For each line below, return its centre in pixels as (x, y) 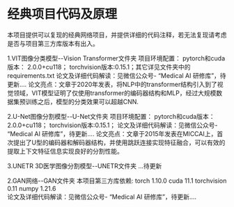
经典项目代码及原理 (62, 14)
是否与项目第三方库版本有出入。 (53, 43)
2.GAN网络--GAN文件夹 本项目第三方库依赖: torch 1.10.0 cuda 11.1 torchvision (117, 181)
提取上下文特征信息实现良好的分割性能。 (65, 151)
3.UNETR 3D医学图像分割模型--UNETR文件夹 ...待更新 (85, 166)
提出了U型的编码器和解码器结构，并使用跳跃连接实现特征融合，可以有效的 (119, 142)
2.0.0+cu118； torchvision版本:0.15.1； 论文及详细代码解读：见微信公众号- (112, 125)
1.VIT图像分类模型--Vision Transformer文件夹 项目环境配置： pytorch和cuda (116, 58)
